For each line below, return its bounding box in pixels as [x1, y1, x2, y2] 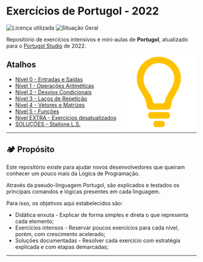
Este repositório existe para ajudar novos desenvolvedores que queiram [6, 163, 185, 170]
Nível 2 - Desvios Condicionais [14, 89, 92, 96]
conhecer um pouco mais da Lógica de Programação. [6, 170, 140, 177]
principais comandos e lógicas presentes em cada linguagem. [6, 188, 161, 195]
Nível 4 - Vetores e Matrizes [14, 101, 85, 108]
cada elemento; [14, 217, 54, 225]
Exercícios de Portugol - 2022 [6, 4, 159, 18]
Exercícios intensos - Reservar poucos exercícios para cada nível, [14, 224, 179, 231]
